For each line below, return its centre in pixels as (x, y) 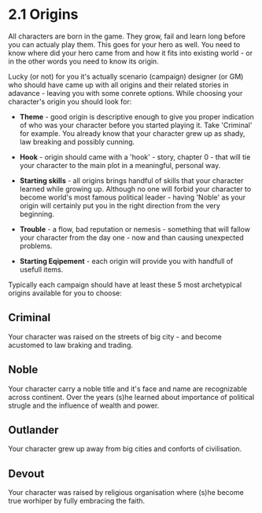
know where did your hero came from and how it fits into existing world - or (131, 53)
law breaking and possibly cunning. (77, 141)
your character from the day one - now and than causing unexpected (131, 237)
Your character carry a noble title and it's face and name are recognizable (128, 388)
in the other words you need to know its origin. (83, 61)
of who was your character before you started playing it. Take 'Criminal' (136, 125)
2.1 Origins (43, 15)
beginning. (37, 214)
